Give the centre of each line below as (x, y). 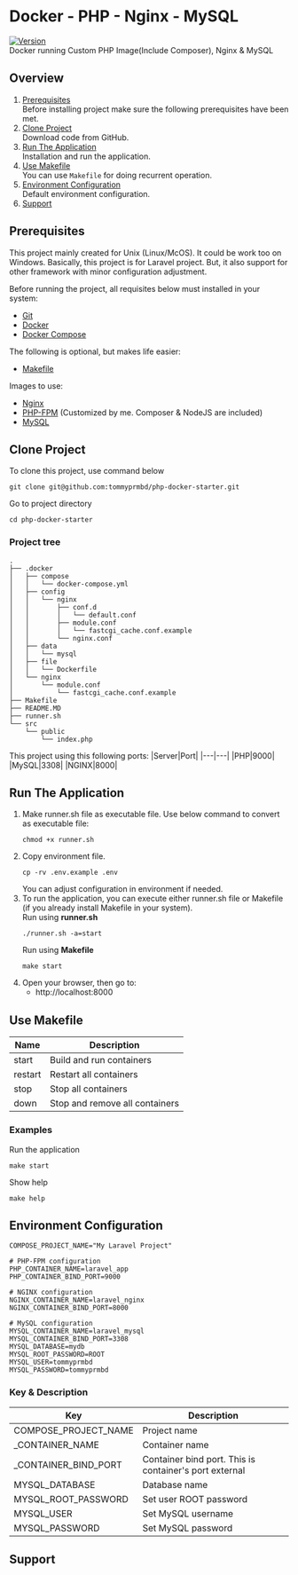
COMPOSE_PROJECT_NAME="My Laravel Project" (91, 1246)
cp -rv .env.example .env (70, 873)
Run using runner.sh (60, 917)
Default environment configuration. (86, 193)
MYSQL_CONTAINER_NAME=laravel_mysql (77, 1331)
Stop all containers (89, 1089)
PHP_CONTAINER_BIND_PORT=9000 (65, 1277)
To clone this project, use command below (87, 471)
